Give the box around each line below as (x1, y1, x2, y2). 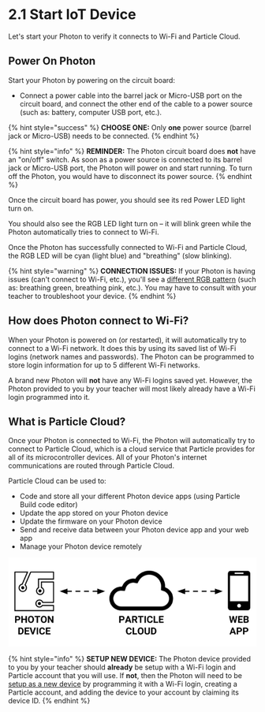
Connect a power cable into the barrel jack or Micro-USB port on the (19, 91, 243, 100)
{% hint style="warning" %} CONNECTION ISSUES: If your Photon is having (8, 266, 256, 275)
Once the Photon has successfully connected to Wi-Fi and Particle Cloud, (8, 242, 248, 252)
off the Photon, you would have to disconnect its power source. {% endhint (8, 171, 252, 181)
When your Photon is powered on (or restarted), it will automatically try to (8, 335, 247, 345)
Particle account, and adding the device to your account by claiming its (8, 688, 239, 697)
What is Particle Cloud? (8, 415, 126, 428)
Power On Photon (8, 54, 96, 68)
